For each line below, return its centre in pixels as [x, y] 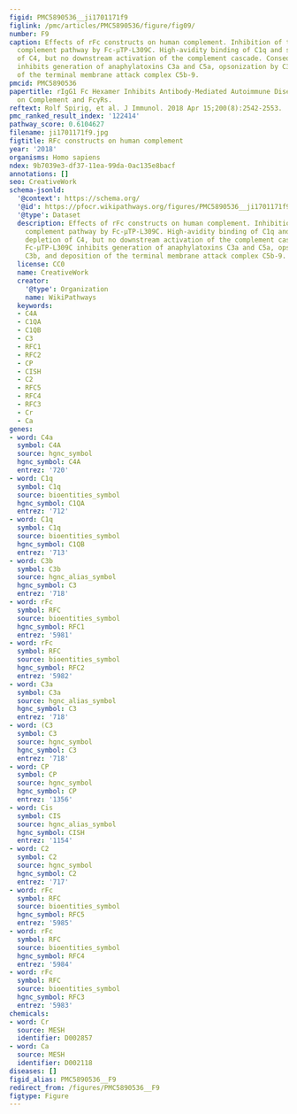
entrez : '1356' [45, 800]
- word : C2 [29, 849]
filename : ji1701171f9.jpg [59, 133]
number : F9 [29, 34]
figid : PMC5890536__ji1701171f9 [69, 17]
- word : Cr [29, 1022]
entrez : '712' [43, 511]
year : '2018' [33, 149]
